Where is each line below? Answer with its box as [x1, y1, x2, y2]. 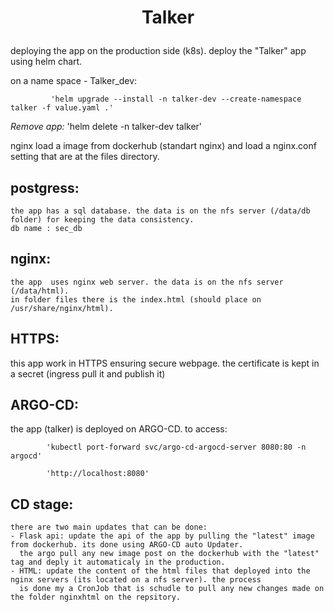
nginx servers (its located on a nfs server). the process [10, 575, 262, 585]
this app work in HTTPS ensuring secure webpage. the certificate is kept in [10, 357, 320, 369]
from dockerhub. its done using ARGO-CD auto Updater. [10, 540, 244, 550]
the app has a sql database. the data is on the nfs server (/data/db [10, 206, 311, 216]
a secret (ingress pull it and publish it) [10, 367, 166, 380]
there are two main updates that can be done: [10, 522, 208, 533]
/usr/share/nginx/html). [10, 303, 114, 313]
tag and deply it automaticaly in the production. [10, 557, 226, 568]
